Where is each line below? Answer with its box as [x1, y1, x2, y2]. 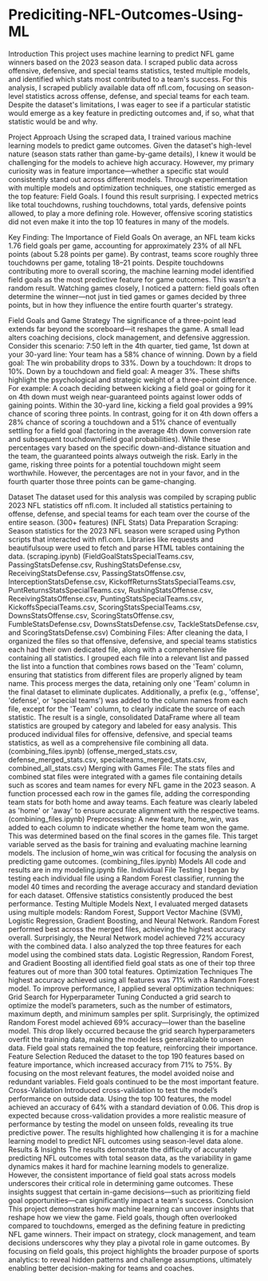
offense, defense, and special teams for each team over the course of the [8, 509, 250, 518]
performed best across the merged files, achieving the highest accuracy [8, 924, 246, 934]
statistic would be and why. [8, 116, 98, 126]
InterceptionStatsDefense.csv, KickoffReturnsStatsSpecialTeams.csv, [8, 577, 236, 586]
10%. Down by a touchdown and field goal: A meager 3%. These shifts [8, 366, 241, 376]
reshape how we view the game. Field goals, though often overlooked [8, 1212, 238, 1222]
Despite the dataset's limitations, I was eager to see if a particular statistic [8, 100, 251, 109]
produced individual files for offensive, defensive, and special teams [8, 729, 233, 739]
